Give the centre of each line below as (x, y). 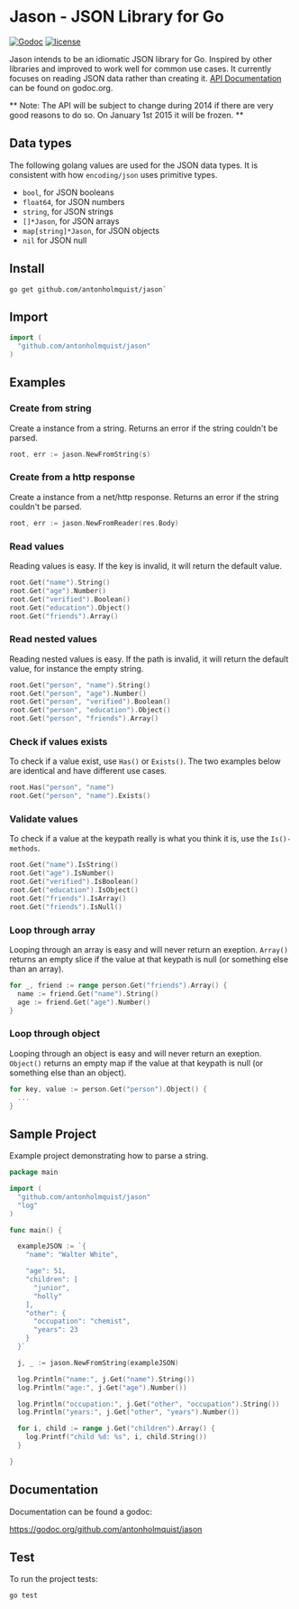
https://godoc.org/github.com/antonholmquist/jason (106, 1529)
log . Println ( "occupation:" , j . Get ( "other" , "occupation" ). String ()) (149, 1404)
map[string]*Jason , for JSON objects (91, 230)
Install (27, 269)
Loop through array (53, 930)
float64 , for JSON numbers (73, 201)
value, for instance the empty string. (77, 668)
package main (34, 1172)
